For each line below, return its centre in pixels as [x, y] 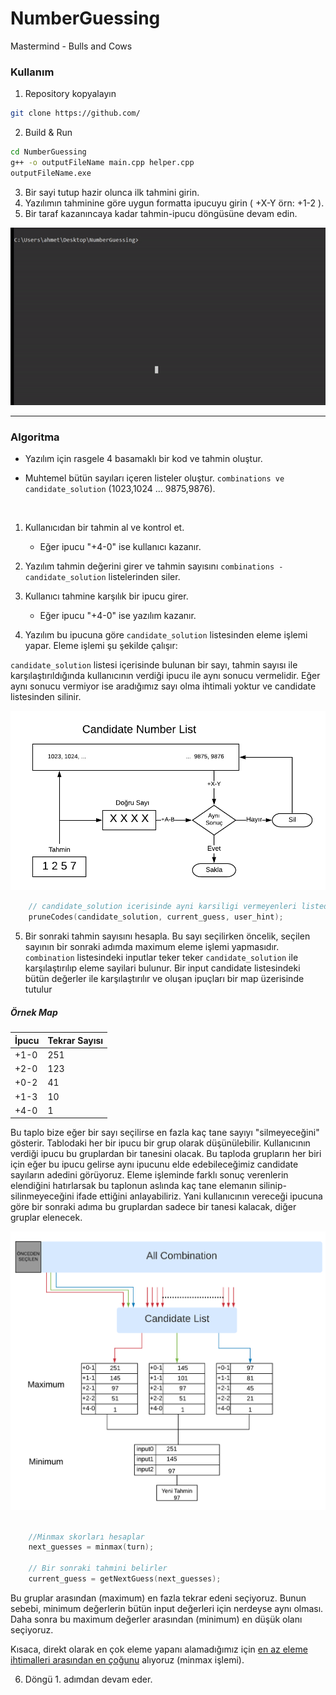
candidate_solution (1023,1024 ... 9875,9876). [120, 488]
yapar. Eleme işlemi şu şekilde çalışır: [101, 645]
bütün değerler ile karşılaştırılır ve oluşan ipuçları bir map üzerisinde [164, 979]
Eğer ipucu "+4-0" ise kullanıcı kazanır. [120, 546]
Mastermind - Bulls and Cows [71, 46]
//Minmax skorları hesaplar [86, 1537]
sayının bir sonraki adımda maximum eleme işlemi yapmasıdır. [152, 947]
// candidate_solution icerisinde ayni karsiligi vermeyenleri [163, 907]
